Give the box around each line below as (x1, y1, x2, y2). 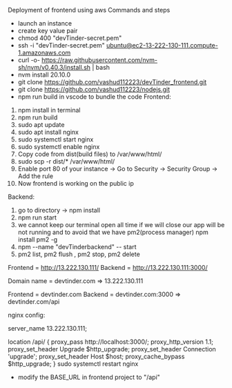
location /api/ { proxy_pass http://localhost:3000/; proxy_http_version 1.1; (8, 338, 213, 346)
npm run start (17, 213, 57, 222)
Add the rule (17, 172, 54, 180)
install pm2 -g (17, 235, 58, 244)
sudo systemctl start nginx (17, 135, 94, 144)
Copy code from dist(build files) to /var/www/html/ (17, 150, 162, 158)
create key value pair (17, 27, 78, 35)
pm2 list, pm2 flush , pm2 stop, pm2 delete (17, 250, 140, 258)
